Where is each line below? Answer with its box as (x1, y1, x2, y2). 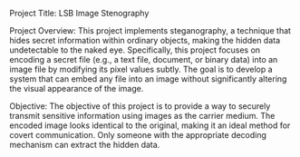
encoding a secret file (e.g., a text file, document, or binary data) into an (9, 54, 278, 64)
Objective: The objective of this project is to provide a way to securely (9, 101, 271, 112)
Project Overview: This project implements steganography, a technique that (9, 25, 292, 35)
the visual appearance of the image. (9, 83, 144, 93)
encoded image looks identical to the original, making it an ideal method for (9, 120, 291, 131)
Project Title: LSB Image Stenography (9, 8, 150, 18)
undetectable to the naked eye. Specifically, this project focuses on (9, 44, 261, 55)
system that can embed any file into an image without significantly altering (9, 74, 287, 84)
